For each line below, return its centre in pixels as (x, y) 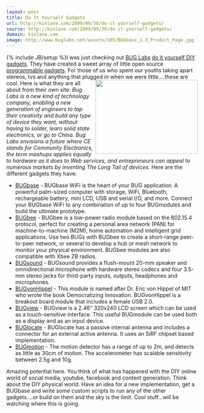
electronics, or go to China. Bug (46, 135)
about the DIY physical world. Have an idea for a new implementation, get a (100, 384)
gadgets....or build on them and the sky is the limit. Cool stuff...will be (93, 397)
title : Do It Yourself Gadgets (46, 18)
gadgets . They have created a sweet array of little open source (85, 64)
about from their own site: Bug (44, 90)
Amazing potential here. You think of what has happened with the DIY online (101, 371)
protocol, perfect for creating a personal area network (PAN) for (95, 224)
